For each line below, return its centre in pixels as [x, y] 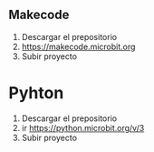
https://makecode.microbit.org [78, 46]
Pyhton [36, 93]
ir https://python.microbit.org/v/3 [83, 127]
